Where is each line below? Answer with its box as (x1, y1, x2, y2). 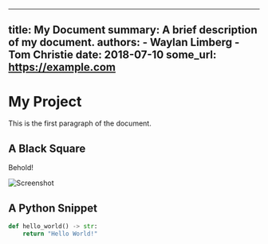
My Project (8, 92, 82, 110)
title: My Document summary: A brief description (8, 23, 258, 37)
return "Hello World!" (22, 230, 98, 238)
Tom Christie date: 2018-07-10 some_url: (8, 48, 217, 62)
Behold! (8, 163, 33, 172)
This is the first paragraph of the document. (8, 118, 152, 128)
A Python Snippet (8, 201, 98, 215)
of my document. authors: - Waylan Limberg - (8, 36, 240, 49)
